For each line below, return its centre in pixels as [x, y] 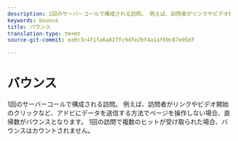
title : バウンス [29, 27]
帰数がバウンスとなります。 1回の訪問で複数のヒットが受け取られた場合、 [114, 122]
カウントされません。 [63, 130]
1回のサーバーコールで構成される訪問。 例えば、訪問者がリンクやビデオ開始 [118, 104]
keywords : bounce [33, 20]
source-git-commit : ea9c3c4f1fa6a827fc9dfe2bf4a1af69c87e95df [101, 40]
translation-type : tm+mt [44, 33]
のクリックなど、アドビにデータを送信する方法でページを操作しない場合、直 [119, 113]
